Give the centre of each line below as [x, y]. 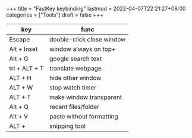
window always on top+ [83, 49]
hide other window [75, 78]
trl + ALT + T [26, 68]
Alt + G [19, 59]
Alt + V [19, 116]
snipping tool [68, 126]
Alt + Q [19, 107]
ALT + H [20, 78]
